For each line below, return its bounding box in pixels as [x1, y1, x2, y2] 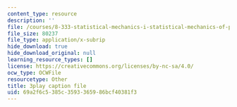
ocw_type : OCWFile [7, 69, 61, 76]
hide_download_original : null [7, 50, 97, 57]
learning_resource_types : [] [7, 56, 93, 63]
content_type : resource [7, 10, 78, 18]
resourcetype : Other [7, 75, 68, 83]
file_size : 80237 [7, 30, 59, 37]
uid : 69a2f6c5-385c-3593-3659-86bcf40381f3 [7, 89, 138, 96]
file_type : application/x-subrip [7, 37, 106, 44]
